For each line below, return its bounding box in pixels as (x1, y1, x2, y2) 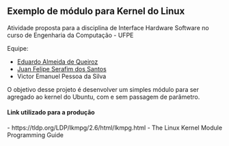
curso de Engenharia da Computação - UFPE (7, 31, 134, 39)
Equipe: (7, 44, 29, 52)
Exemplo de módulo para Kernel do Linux (7, 5, 185, 17)
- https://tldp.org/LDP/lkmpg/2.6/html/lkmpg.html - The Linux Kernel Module (7, 123, 223, 132)
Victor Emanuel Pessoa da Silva (16, 72, 107, 80)
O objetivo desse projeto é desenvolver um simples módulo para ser (7, 85, 200, 93)
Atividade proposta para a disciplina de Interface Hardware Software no (7, 23, 210, 32)
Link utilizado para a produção (7, 108, 95, 117)
